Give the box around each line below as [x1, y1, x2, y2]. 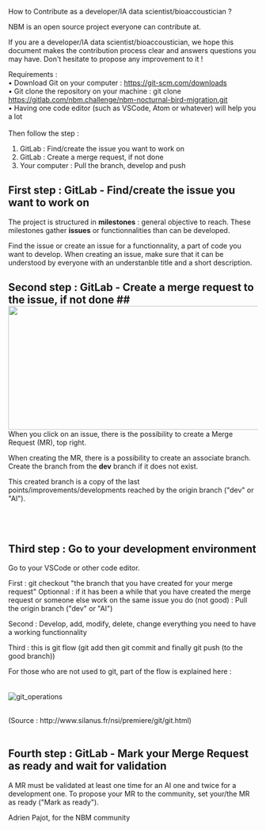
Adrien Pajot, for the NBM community [8, 813, 131, 822]
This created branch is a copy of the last [8, 477, 140, 487]
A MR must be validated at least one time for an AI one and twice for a [8, 780, 237, 790]
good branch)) [8, 652, 55, 661]
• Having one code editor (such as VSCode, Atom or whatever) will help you [8, 103, 256, 113]
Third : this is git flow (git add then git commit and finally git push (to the [8, 643, 243, 652]
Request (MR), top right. [8, 438, 87, 447]
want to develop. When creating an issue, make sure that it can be [8, 249, 224, 258]
